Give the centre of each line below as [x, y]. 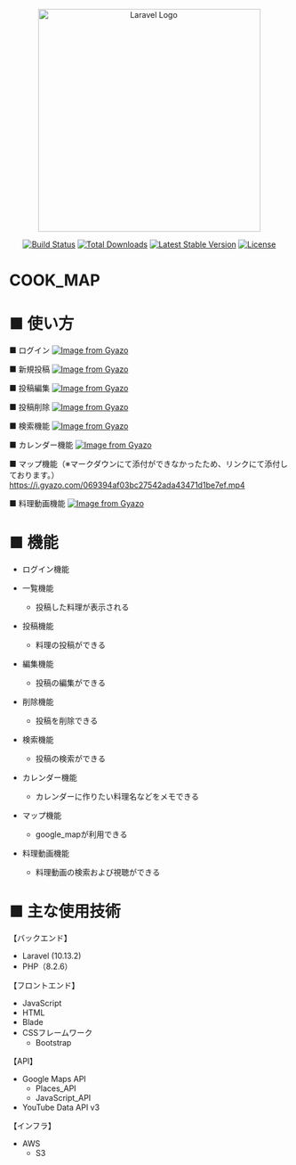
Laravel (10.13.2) [52, 956]
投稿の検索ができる [71, 759]
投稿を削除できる [67, 721]
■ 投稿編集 [30, 389]
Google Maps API [54, 1079]
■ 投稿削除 [30, 407]
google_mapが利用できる [81, 834]
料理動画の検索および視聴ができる [98, 873]
